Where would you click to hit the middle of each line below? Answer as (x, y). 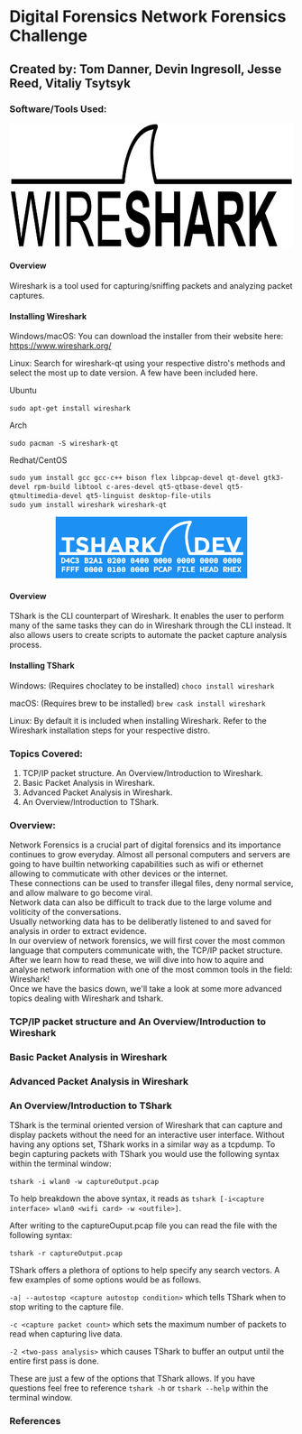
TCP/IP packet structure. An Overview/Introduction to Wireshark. (143, 773)
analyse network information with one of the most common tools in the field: (151, 970)
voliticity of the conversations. (65, 912)
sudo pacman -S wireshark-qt (64, 444)
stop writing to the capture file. (67, 1307)
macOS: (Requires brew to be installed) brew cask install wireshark (137, 703)
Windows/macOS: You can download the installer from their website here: (146, 337)
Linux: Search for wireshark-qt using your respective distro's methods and (147, 364)
